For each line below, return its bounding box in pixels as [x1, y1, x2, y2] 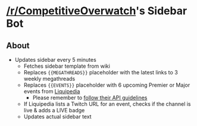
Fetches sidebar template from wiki [23, 62, 110, 70]
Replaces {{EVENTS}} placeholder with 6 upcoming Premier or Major [23, 81, 190, 89]
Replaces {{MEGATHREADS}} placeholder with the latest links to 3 [23, 69, 179, 75]
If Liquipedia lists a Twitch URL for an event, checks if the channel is [23, 100, 191, 108]
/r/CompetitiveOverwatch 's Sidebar [6, 4, 187, 18]
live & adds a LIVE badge [23, 107, 85, 114]
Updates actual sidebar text [23, 113, 92, 120]
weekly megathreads [23, 75, 76, 82]
